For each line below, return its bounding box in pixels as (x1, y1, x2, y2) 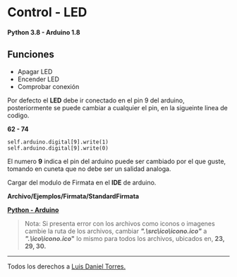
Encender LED (17, 75, 60, 83)
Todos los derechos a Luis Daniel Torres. (7, 262, 126, 271)
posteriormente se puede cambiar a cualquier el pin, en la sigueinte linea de (7, 103, 228, 112)
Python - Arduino (7, 206, 59, 214)
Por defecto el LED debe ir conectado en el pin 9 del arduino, (7, 96, 185, 105)
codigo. (7, 111, 30, 119)
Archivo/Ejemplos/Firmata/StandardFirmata (7, 191, 140, 200)
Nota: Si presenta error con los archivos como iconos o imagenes (24, 219, 215, 228)
